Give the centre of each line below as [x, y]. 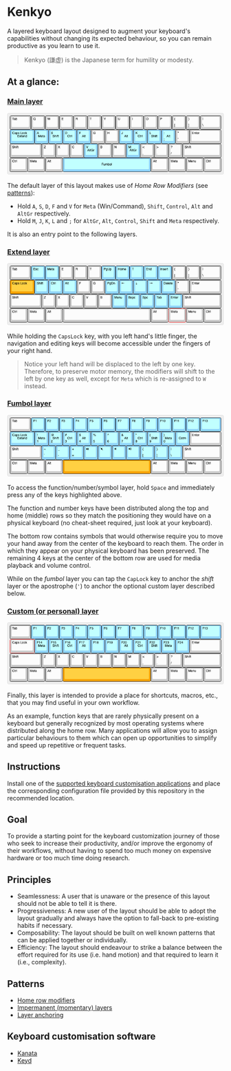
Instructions [34, 767]
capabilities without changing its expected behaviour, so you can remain [109, 38]
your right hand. [30, 350]
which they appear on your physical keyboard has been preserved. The [108, 551]
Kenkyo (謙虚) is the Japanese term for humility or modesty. [109, 60]
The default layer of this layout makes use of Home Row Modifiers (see [108, 185]
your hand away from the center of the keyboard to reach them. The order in [115, 544]
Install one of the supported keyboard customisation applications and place [114, 783]
